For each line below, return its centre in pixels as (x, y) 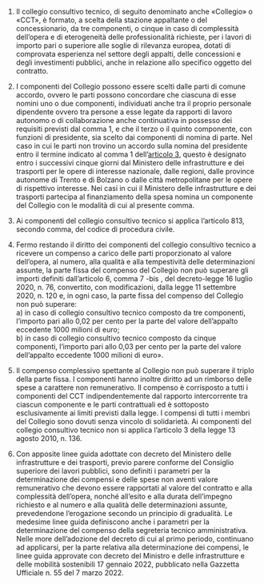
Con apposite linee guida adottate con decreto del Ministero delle (124, 454)
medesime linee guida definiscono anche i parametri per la (112, 522)
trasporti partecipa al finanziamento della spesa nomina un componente (134, 197)
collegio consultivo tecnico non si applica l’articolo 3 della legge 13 (126, 430)
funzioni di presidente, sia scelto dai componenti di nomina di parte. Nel (134, 137)
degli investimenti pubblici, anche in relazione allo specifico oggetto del (134, 62)
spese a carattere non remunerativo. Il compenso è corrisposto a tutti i (132, 387)
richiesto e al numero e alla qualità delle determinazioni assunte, (122, 505)
